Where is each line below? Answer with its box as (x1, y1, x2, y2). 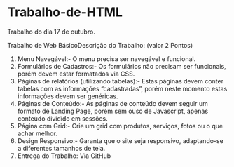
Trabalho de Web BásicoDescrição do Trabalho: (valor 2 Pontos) (7, 41, 193, 49)
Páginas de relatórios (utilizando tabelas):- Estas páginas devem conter (17, 76, 224, 85)
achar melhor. (17, 129, 57, 138)
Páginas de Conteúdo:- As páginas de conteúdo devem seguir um (17, 99, 208, 107)
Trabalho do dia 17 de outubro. (7, 27, 96, 36)
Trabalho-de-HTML (7, 4, 123, 20)
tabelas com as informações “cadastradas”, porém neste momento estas (17, 84, 228, 93)
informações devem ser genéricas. (17, 92, 118, 100)
